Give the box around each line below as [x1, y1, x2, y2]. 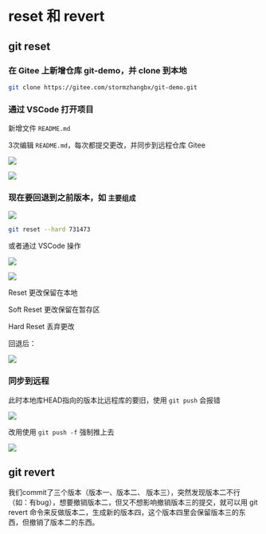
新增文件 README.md [8, 124, 71, 133]
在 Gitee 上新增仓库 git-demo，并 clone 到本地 [8, 65, 187, 76]
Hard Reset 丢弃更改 [8, 322, 75, 332]
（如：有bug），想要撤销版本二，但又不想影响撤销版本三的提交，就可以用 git [8, 497, 258, 507]
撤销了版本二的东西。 [29, 517, 100, 527]
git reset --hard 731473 [8, 226, 91, 234]
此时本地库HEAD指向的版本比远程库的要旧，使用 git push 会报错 [8, 395, 221, 405]
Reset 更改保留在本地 [8, 288, 78, 297]
